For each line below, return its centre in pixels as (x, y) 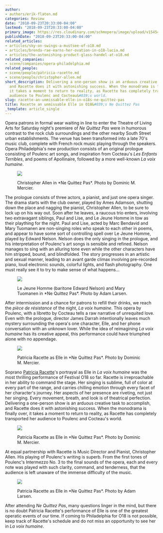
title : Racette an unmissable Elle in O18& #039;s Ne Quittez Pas (72, 105)
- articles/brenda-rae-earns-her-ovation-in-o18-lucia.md (65, 50)
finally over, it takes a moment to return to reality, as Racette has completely (81, 413)
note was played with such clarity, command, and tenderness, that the (75, 467)
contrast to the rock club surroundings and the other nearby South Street (78, 133)
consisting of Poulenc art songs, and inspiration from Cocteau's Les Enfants (81, 154)
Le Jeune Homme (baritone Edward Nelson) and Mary (71, 288)
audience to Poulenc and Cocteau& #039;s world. (58, 95)
